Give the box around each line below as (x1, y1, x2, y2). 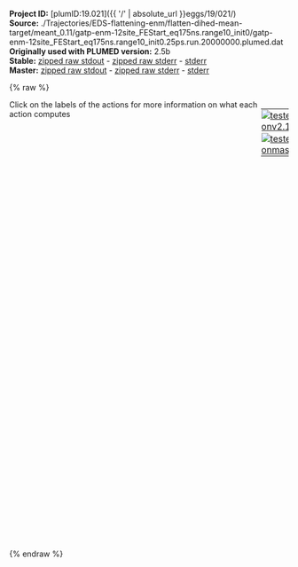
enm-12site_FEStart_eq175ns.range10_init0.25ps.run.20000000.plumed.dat (9, 36, 284, 47)
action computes (9, 109, 71, 119)
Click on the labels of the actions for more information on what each (9, 99, 258, 110)
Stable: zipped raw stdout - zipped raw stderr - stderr (9, 56, 207, 66)
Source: (9, 18, 40, 28)
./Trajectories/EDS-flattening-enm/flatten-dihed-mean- (41, 18, 243, 28)
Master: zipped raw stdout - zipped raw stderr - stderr (9, 65, 210, 75)
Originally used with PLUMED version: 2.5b (9, 46, 171, 57)
